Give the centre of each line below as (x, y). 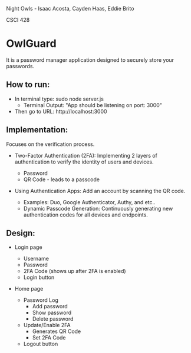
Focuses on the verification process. (50, 144)
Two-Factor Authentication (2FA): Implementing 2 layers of (86, 155)
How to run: (28, 85)
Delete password (53, 319)
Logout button (41, 344)
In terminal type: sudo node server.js (59, 99)
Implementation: (37, 130)
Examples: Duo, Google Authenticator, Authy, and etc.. (89, 202)
